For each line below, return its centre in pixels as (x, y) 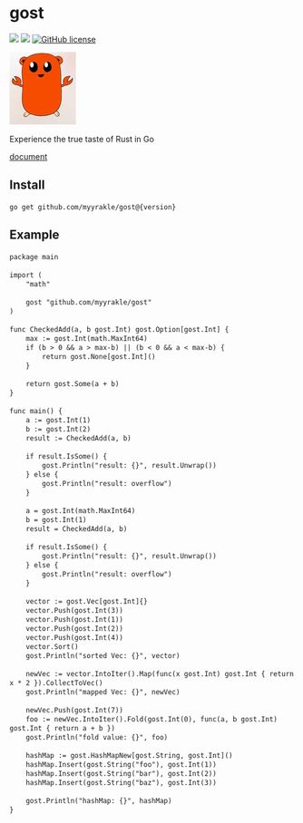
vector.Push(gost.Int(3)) (75, 610)
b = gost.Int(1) (57, 519)
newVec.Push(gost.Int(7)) (75, 710)
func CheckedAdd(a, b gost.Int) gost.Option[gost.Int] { (119, 329)
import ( (26, 275)
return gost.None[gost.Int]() (99, 356)
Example (34, 235)
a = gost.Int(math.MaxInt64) (81, 510)
